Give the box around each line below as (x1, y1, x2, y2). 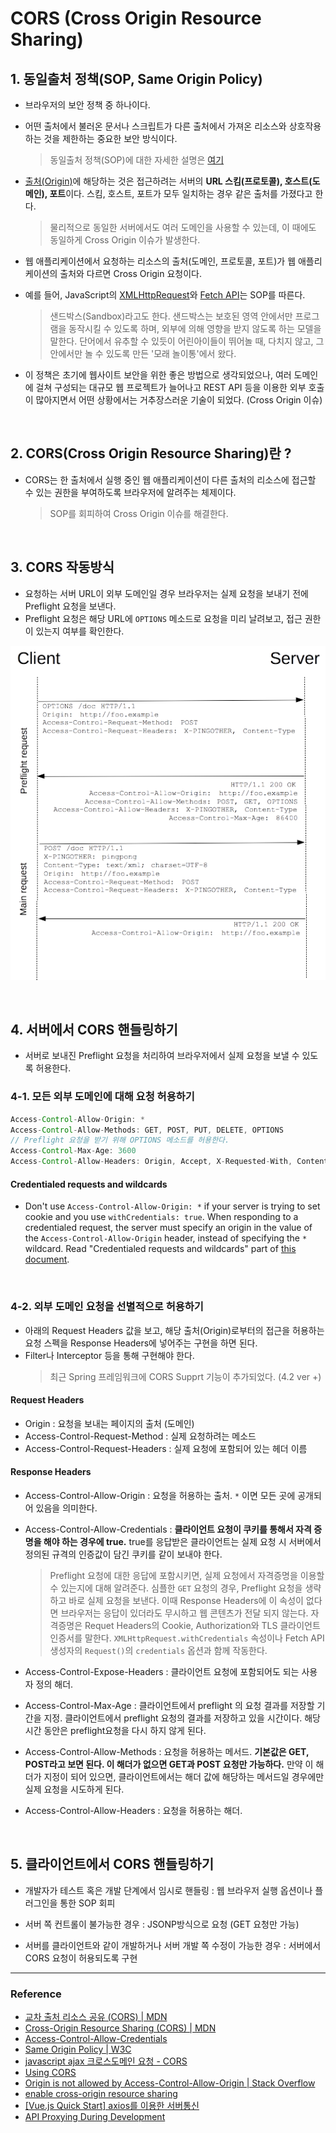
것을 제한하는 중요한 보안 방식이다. (43, 133, 178, 144)
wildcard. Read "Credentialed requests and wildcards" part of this (24, 1243, 297, 1255)
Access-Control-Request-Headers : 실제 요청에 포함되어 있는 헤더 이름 (24, 1442, 308, 1454)
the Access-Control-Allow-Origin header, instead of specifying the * (24, 1232, 308, 1244)
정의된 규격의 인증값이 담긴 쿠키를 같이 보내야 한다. (24, 1548, 223, 1560)
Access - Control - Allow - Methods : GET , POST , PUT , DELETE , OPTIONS (10, 1125, 284, 1135)
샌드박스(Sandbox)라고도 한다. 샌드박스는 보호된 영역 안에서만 (49, 310, 293, 322)
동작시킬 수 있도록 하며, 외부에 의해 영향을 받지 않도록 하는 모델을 (68, 323, 322, 334)
